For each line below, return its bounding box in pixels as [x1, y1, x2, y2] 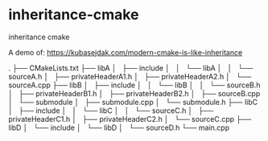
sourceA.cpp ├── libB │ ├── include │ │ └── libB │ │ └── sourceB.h [8, 80, 261, 90]
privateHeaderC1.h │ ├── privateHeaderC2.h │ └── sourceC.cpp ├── [8, 114, 252, 123]
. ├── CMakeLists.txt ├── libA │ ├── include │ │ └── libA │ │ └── [8, 62, 254, 73]
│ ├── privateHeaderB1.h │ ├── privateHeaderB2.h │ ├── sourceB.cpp [8, 88, 261, 98]
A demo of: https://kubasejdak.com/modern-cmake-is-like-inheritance [8, 47, 243, 57]
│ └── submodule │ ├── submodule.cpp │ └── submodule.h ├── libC [8, 97, 258, 107]
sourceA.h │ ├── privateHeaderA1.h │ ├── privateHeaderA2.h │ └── [8, 71, 252, 81]
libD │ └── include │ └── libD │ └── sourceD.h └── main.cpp [8, 123, 230, 132]
